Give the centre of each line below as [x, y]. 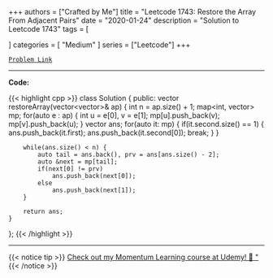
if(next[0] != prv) [71, 169]
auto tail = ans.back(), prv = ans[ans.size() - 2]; [129, 154]
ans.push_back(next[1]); [94, 190]
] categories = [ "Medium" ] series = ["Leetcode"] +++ [100, 45]
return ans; [43, 211]
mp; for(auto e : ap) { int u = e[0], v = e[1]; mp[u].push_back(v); [115, 115]
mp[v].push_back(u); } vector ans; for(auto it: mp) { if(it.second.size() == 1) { [136, 124]
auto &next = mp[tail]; [78, 162]
